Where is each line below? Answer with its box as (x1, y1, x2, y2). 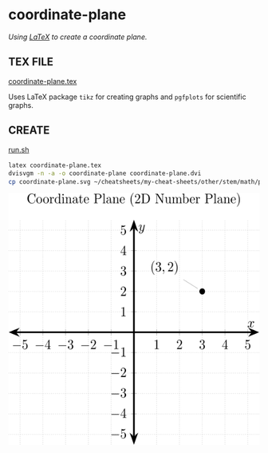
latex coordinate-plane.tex (8, 161, 102, 169)
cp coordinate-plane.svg (8, 178, 91, 186)
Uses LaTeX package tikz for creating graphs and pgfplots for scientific (8, 92, 246, 101)
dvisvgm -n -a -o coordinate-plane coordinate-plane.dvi (8, 169, 202, 177)
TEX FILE (8, 55, 54, 69)
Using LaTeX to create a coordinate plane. (8, 32, 148, 42)
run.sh (8, 145, 30, 154)
